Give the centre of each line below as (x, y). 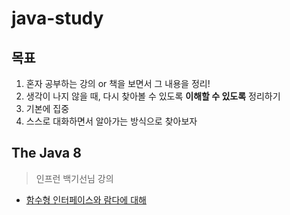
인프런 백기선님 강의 (74, 178)
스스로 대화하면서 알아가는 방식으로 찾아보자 (111, 121)
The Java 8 (46, 153)
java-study (57, 18)
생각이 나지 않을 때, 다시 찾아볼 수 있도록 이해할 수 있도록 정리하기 (153, 96)
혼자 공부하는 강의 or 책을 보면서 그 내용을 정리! (118, 83)
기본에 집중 (47, 108)
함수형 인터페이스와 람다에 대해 (86, 199)
